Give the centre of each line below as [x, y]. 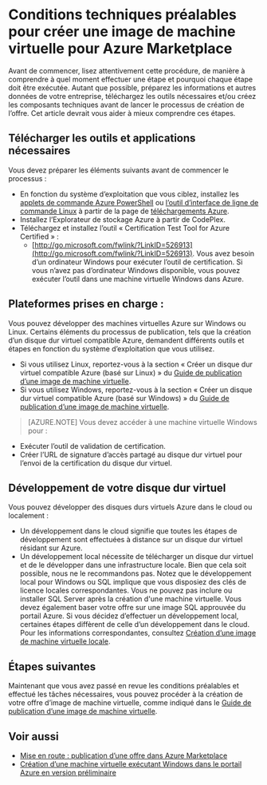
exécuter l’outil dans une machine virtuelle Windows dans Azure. [138, 279]
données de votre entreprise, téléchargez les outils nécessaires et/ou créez [132, 96]
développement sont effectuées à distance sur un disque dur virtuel [131, 540]
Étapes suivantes [52, 666]
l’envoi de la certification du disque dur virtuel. [96, 463]
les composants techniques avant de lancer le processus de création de [126, 105]
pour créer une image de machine [122, 32]
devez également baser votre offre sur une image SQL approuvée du [132, 608]
